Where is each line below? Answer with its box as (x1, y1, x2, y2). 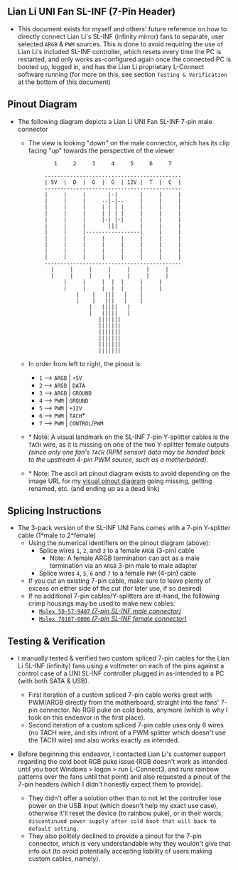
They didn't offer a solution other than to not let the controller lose (28, 794, 222, 802)
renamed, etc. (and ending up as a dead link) (28, 484, 160, 492)
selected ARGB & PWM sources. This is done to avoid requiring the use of (17, 39, 224, 48)
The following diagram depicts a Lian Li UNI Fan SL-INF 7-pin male (17, 117, 213, 125)
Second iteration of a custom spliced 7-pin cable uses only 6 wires (28, 721, 224, 730)
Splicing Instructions (7, 505, 102, 517)
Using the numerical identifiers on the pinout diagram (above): (28, 539, 211, 547)
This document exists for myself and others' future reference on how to (17, 24, 227, 33)
